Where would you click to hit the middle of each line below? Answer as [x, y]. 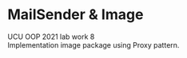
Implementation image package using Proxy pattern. [93, 44]
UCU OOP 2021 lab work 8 [51, 37]
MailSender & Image [76, 15]
